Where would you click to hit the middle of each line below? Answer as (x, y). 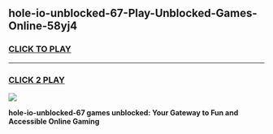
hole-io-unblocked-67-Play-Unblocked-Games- (133, 13)
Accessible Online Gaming (54, 121)
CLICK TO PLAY (40, 50)
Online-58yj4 (43, 26)
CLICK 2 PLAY (37, 80)
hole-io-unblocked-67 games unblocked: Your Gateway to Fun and (123, 112)
